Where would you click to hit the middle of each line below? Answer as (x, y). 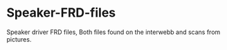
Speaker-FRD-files (61, 13)
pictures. (19, 39)
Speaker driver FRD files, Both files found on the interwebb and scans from (113, 32)
